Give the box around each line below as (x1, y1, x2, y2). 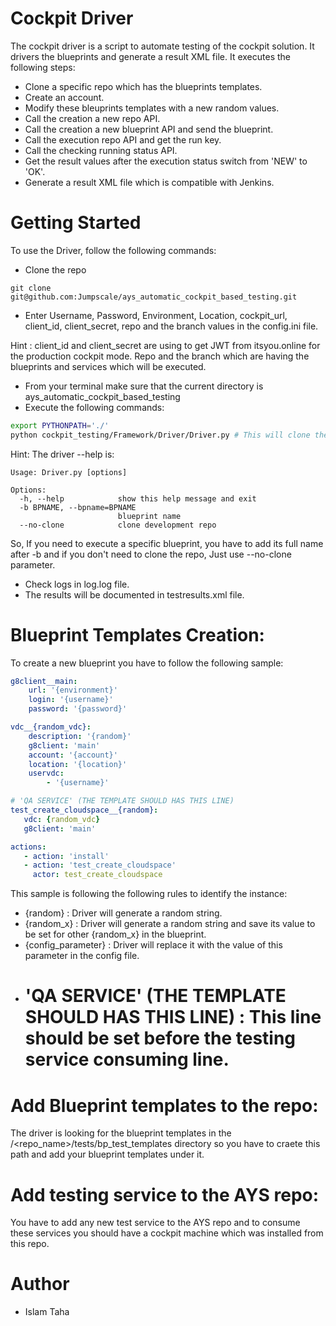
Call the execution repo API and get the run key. (24, 133, 222, 146)
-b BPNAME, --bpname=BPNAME (19, 502, 137, 512)
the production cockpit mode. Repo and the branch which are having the (10, 350, 310, 362)
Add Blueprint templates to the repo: (10, 1094, 319, 1117)
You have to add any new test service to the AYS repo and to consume (10, 1217, 301, 1229)
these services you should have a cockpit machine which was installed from (10, 1227, 324, 1239)
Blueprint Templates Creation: (10, 623, 265, 646)
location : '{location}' (28, 759, 128, 769)
